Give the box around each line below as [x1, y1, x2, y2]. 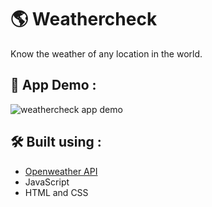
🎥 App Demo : [10, 77, 97, 94]
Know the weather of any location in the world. [10, 47, 203, 60]
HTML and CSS [24, 186, 89, 198]
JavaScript [24, 176, 70, 188]
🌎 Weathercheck [10, 8, 158, 31]
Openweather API [24, 165, 98, 177]
